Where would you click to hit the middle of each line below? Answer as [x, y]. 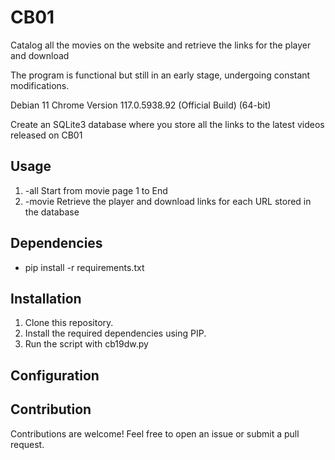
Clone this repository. [69, 323]
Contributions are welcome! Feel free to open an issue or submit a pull [155, 433]
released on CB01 [46, 135]
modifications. [40, 85]
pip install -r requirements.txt [84, 267]
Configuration [55, 375]
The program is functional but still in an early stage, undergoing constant [160, 75]
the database [52, 212]
